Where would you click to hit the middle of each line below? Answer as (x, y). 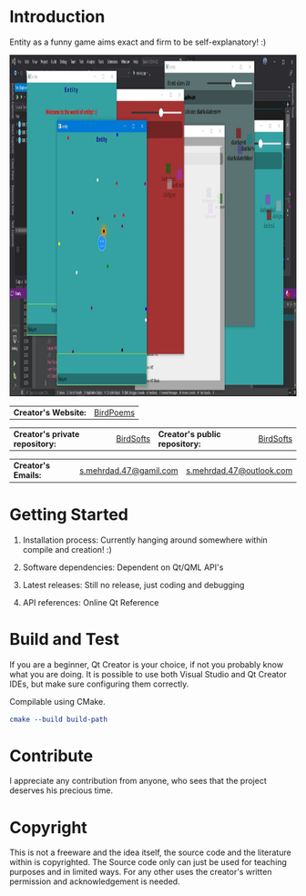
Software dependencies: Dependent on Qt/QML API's (123, 567)
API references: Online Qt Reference (91, 602)
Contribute (51, 755)
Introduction (57, 17)
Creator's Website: (50, 412)
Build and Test (65, 639)
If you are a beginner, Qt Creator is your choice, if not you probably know (147, 664)
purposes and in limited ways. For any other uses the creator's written (141, 872)
